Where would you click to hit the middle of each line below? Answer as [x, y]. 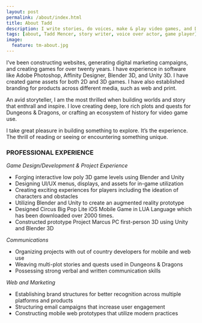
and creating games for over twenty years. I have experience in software [96, 69]
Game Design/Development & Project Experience [67, 165]
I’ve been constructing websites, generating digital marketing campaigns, [97, 62]
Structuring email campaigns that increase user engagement [90, 307]
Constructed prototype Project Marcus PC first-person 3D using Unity [101, 222]
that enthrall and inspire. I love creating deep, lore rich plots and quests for [99, 106]
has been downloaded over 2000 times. [64, 216]
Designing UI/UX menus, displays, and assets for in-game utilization [99, 183]
